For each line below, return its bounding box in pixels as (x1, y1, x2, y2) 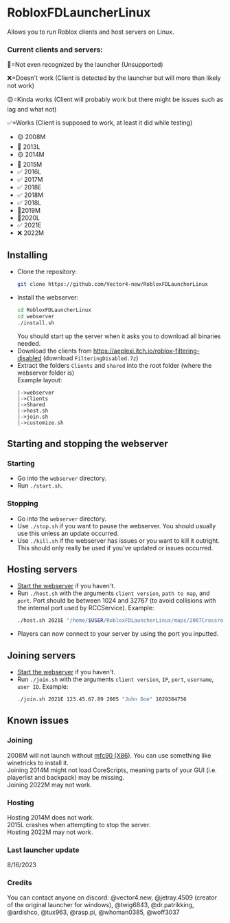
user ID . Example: (16, 683, 69, 691)
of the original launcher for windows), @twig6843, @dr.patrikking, (7, 901, 194, 909)
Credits (7, 878, 32, 888)
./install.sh (16, 319, 55, 326)
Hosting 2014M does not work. (7, 813, 95, 821)
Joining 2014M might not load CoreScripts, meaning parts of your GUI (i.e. (7, 766, 218, 774)
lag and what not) (7, 105, 57, 114)
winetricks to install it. (7, 758, 69, 767)
